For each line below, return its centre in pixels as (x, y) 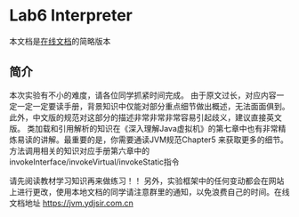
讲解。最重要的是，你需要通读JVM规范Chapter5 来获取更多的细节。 (164, 140)
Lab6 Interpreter (71, 16)
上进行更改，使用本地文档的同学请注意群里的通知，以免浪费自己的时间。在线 (149, 191)
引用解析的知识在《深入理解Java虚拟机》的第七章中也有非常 (168, 128)
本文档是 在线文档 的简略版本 (60, 41)
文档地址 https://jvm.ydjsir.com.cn (71, 203)
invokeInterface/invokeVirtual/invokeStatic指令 (94, 162)
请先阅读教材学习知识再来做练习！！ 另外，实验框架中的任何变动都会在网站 (147, 181)
